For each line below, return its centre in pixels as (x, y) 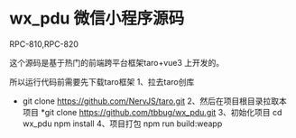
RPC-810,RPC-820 (44, 44)
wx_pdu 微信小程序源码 (97, 18)
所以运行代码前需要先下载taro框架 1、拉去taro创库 (102, 81)
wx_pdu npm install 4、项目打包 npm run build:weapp (122, 124)
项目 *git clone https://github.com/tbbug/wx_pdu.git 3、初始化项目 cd (152, 112)
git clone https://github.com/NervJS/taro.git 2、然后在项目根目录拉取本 (154, 101)
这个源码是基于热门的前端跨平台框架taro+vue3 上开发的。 (117, 62)
